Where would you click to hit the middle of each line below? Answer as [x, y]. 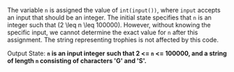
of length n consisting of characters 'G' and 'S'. [77, 61]
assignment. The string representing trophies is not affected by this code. [113, 40]
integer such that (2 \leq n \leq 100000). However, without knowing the [109, 25]
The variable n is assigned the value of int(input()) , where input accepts [114, 10]
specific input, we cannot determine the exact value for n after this [103, 32]
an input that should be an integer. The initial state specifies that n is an [109, 17]
